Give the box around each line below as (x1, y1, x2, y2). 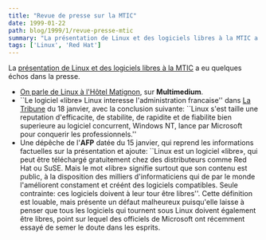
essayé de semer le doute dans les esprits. (19, 222, 161, 232)
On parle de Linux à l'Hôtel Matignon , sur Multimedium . (19, 87, 204, 96)
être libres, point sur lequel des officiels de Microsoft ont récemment (19, 214, 245, 224)
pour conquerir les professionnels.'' (19, 129, 137, 140)
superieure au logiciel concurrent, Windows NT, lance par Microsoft (19, 121, 243, 131)
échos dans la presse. (8, 72, 81, 81)
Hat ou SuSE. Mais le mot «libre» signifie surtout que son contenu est (19, 163, 248, 173)
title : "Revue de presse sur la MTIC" (8, 11, 137, 20)
